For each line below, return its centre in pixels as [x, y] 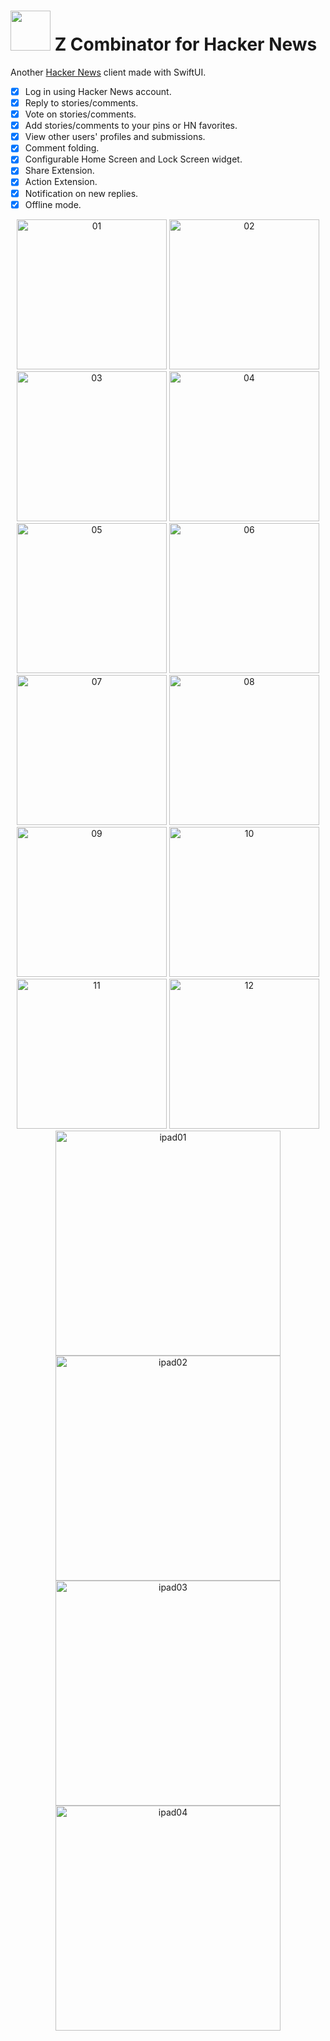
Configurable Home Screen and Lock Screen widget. [133, 159]
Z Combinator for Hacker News [186, 44]
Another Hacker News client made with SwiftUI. [108, 72]
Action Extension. [61, 182]
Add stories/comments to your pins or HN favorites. [131, 126]
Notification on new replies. [81, 193]
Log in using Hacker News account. [98, 91]
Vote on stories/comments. [80, 114]
